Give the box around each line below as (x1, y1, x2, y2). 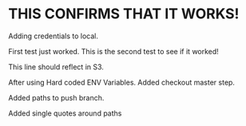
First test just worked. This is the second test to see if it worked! (8, 46, 220, 56)
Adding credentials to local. (8, 31, 98, 41)
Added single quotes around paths (8, 108, 122, 118)
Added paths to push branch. (8, 93, 105, 102)
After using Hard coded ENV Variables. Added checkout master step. (8, 77, 236, 87)
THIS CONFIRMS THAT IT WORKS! (8, 5, 240, 23)
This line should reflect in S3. (8, 61, 104, 72)
